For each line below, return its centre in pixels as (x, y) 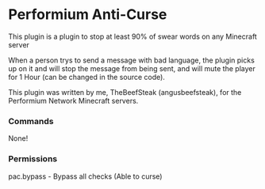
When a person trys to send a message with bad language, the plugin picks (132, 60)
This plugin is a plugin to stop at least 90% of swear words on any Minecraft (133, 36)
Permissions (33, 159)
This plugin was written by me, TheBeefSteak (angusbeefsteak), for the (125, 92)
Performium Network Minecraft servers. (73, 100)
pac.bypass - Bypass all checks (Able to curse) (85, 176)
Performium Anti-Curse (88, 15)
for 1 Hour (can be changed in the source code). (86, 77)
